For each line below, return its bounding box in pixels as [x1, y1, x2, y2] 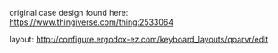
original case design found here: [9, 8, 129, 18]
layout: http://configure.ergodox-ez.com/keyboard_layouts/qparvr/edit [9, 34, 269, 44]
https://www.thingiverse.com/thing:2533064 [9, 17, 174, 27]
